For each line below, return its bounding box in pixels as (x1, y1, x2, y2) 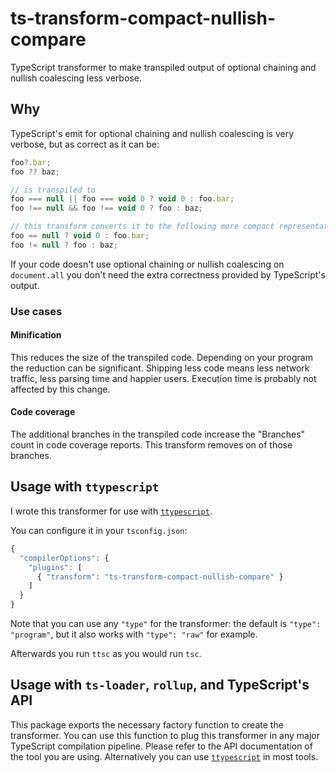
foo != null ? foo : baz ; (10, 240, 118, 250)
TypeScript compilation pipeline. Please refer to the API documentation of (10, 740, 313, 752)
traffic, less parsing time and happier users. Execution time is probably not (10, 372, 317, 384)
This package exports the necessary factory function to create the (10, 718, 284, 731)
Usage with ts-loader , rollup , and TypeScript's (10, 677, 310, 694)
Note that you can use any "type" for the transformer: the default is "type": (10, 618, 322, 630)
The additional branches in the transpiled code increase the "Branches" (10, 428, 306, 441)
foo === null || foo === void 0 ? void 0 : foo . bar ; (10, 194, 235, 204)
